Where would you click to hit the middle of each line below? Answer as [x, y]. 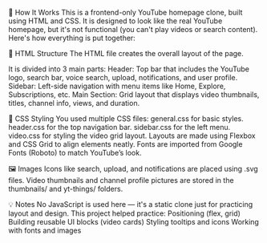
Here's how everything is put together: [72, 38]
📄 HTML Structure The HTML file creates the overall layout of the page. [126, 53]
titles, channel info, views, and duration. [74, 103]
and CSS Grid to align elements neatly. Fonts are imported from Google [125, 144]
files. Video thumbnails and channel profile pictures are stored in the [121, 180]
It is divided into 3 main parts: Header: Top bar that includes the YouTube [129, 69]
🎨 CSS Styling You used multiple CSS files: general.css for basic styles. [126, 119]
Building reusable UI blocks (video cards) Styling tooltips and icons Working [133, 222]
